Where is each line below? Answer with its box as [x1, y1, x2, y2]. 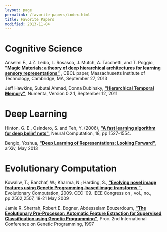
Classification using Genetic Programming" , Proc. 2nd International [5, 216, 147, 222]
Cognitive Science [5, 43, 83, 54]
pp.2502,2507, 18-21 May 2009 [5, 195, 69, 201]
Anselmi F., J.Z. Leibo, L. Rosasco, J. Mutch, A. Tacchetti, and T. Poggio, [5, 60, 154, 66]
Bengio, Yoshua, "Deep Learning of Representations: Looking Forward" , [5, 140, 157, 146]
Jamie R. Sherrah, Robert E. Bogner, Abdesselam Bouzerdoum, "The [5, 205, 146, 211]
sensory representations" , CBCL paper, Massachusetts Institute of [5, 70, 146, 76]
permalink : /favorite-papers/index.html [5, 12, 91, 17]
